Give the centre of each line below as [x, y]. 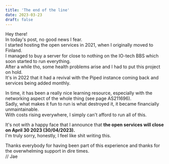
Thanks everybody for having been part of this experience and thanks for [83, 146]
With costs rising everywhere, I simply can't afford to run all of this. [76, 115]
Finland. [14, 50]
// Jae [12, 156]
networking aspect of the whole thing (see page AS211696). [68, 98]
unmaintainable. [22, 109]
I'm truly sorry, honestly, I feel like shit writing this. [58, 136]
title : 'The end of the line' [38, 10]
